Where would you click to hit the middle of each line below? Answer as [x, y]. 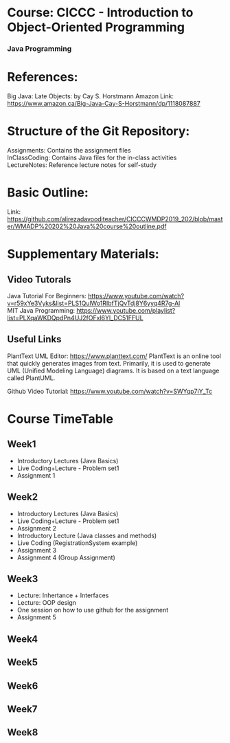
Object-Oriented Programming [96, 27]
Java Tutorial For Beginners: [47, 296]
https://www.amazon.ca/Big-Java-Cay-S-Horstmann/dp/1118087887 [104, 104]
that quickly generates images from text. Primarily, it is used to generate [109, 363]
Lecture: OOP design [47, 603]
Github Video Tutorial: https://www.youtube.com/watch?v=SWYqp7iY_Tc [110, 391]
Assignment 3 [37, 550]
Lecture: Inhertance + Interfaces [63, 595]
